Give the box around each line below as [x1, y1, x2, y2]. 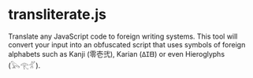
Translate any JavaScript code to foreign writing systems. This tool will [8, 32, 238, 41]
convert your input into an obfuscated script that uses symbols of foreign [8, 39, 246, 49]
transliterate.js [8, 6, 107, 24]
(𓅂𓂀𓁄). [8, 61, 41, 70]
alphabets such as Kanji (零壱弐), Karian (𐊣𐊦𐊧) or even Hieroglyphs [8, 49, 225, 58]
